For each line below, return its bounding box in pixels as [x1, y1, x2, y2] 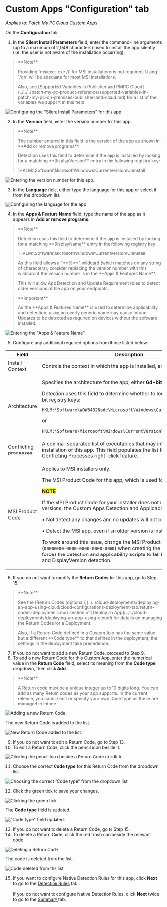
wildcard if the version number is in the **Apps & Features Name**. [17, 270, 156, 276]
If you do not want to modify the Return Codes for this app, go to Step [12, 574, 157, 580]
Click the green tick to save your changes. [12, 788, 99, 794]
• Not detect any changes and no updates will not [42, 516, 158, 523]
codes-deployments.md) [17, 609, 68, 615]
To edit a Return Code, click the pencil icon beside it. [12, 744, 121, 750]
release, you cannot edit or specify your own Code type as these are [17, 695, 158, 701]
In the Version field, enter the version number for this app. [12, 118, 132, 124]
